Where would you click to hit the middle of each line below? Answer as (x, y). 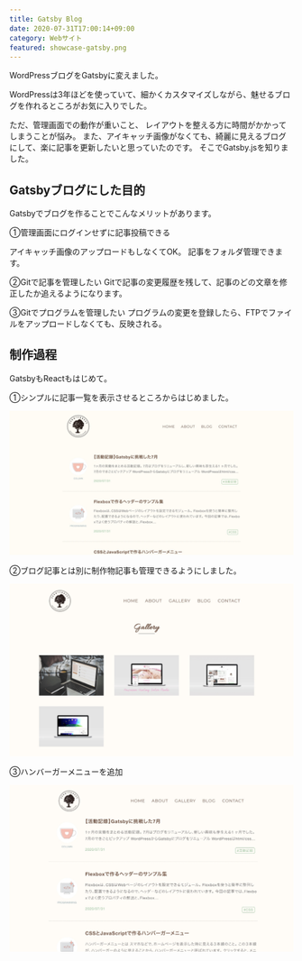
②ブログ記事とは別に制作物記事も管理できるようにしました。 (125, 570)
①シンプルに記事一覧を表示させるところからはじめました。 (122, 398)
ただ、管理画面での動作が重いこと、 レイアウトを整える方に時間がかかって (148, 125)
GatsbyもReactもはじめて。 (61, 378)
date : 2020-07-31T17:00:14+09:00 (72, 28)
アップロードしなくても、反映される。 (96, 324)
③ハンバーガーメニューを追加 (66, 772)
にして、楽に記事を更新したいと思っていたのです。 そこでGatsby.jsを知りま (149, 148)
